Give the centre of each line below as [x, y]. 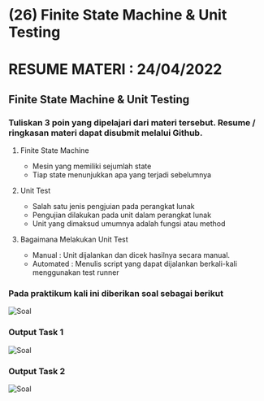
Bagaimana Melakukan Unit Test [74, 240]
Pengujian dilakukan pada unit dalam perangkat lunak [122, 215]
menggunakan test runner [76, 272]
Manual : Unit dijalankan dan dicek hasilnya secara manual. [131, 255]
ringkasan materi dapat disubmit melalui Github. [106, 133]
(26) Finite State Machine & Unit [118, 15]
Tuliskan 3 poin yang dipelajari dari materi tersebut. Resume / [132, 122]
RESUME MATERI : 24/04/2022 [115, 70]
